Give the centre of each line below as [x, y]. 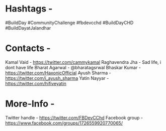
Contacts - [28, 48]
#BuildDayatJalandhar [28, 28]
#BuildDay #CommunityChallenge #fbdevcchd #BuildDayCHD [69, 23]
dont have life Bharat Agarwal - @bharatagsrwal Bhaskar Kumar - [73, 67]
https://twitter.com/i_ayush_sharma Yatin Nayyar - [57, 78]
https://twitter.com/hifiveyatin [36, 83]
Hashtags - [29, 9]
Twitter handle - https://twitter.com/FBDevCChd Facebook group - [74, 117]
